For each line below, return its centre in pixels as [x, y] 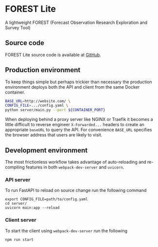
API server [18, 180]
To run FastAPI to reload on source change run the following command [76, 190]
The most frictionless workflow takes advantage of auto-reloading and [76, 162]
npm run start [19, 240]
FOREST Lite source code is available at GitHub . [53, 55]
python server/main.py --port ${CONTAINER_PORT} [55, 110]
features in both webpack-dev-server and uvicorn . [75, 167]
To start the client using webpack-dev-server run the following [66, 230]
